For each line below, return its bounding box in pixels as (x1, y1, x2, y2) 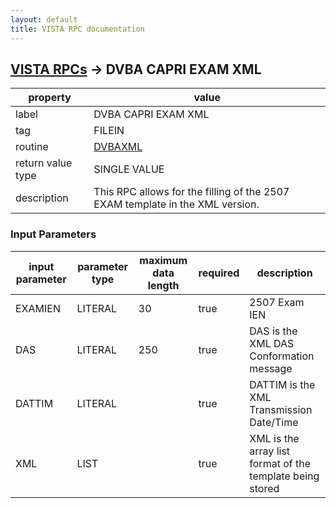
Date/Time (249, 415, 299, 429)
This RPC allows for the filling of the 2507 (93, 185, 290, 199)
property (28, 91, 72, 105)
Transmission (249, 402, 313, 416)
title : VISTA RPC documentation (10, 24, 145, 34)
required (198, 266, 240, 280)
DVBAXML (93, 140, 143, 154)
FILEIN (93, 124, 125, 138)
